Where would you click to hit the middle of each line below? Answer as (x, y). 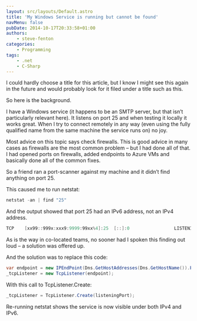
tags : (13, 55)
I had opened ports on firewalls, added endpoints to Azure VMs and (88, 154)
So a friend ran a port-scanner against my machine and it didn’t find (88, 172)
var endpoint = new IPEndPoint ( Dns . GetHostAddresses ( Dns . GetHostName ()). (98, 268)
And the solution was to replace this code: (57, 257)
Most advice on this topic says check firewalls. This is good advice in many (97, 142)
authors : (17, 33)
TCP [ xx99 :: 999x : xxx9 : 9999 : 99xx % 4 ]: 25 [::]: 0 (68, 229)
